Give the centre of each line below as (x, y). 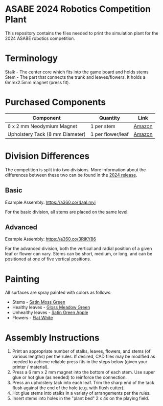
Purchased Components (56, 102)
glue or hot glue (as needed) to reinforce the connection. (70, 377)
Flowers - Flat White (33, 318)
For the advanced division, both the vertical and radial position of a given (79, 249)
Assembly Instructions (52, 338)
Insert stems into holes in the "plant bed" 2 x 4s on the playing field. (81, 398)
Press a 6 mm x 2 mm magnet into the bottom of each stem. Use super (83, 372)
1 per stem (103, 126)
